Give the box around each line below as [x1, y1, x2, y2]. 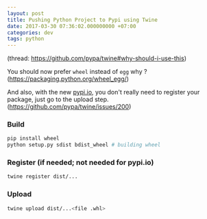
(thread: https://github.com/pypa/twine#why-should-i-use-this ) [7, 54, 187, 62]
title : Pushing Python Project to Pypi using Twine [7, 16, 158, 23]
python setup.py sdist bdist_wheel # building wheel [7, 142, 161, 149]
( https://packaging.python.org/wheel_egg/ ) [7, 75, 129, 83]
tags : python [7, 36, 45, 42]
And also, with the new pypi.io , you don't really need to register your [7, 88, 200, 96]
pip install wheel [7, 135, 60, 142]
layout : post [7, 10, 45, 17]
